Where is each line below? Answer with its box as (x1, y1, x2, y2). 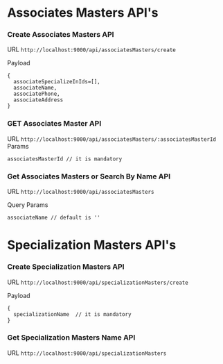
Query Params (7, 201, 48, 209)
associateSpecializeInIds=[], (13, 78, 100, 85)
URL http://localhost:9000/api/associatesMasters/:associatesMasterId (7, 134, 217, 143)
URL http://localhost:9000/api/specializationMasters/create (7, 278, 188, 286)
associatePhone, (13, 90, 60, 98)
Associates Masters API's (7, 5, 159, 21)
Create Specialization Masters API (7, 262, 125, 272)
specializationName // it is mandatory (13, 311, 132, 317)
